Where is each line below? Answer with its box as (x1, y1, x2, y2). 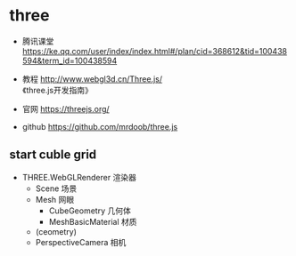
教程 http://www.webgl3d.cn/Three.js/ (21, 73, 163, 84)
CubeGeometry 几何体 (48, 205, 131, 216)
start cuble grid (9, 148, 97, 163)
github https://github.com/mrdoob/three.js (21, 121, 178, 132)
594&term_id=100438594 (21, 55, 118, 66)
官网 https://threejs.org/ (21, 103, 110, 114)
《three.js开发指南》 (21, 84, 94, 95)
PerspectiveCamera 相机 (35, 236, 127, 247)
